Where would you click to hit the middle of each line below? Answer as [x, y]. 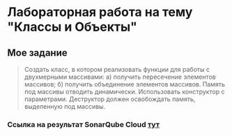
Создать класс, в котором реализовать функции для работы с [117, 69]
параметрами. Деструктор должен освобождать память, [110, 99]
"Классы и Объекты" [72, 27]
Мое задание [37, 53]
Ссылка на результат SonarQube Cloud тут [84, 124]
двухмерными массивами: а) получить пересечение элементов [120, 77]
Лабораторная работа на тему [100, 12]
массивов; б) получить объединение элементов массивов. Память [124, 84]
